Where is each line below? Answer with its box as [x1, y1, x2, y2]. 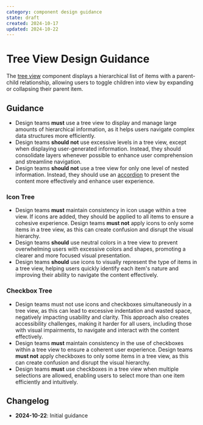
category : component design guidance [6, 9, 102, 15]
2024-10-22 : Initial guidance [15, 412, 88, 420]
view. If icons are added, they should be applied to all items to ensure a [15, 213, 194, 220]
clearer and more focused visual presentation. [15, 252, 131, 259]
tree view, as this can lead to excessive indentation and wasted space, [15, 307, 192, 314]
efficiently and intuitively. [15, 378, 78, 385]
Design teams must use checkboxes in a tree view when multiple [15, 365, 179, 373]
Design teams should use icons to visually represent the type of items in [15, 259, 198, 266]
